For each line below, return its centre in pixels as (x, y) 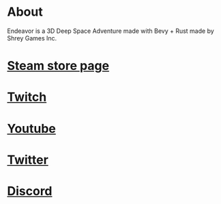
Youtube (32, 128)
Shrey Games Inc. (32, 38)
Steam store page (58, 66)
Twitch (27, 97)
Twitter (28, 160)
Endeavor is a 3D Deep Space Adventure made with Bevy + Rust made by (111, 31)
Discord (30, 191)
